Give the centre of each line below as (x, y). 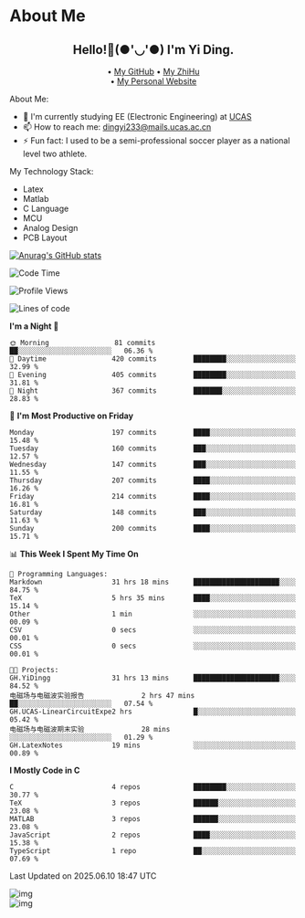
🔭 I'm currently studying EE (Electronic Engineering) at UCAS (137, 116)
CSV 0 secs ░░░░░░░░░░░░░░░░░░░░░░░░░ (153, 630)
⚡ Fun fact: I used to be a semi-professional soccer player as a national (156, 141)
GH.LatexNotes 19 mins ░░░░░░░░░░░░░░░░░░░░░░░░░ (153, 745)
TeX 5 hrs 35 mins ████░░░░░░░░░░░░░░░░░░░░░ (153, 598)
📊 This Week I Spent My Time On (74, 554)
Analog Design (50, 228)
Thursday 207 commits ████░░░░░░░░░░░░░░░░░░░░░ (153, 480)
